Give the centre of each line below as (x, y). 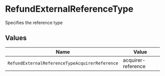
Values (16, 38)
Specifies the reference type (34, 23)
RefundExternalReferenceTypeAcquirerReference (63, 63)
